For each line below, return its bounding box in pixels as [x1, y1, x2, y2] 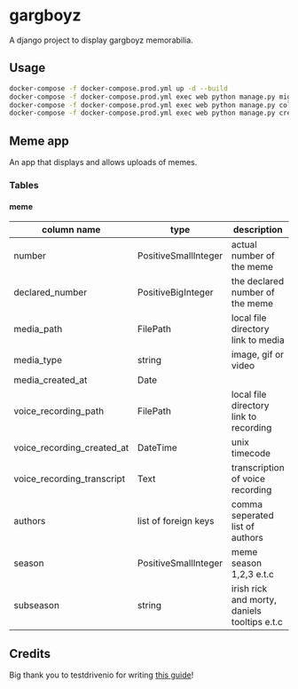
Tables [9, 178, 39, 191]
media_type [13, 354, 62, 367]
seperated [231, 510, 274, 522]
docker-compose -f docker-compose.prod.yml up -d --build [9, 83, 228, 93]
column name [41, 224, 101, 236]
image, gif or [231, 348, 284, 360]
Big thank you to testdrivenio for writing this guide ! [9, 669, 194, 680]
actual [231, 239, 257, 251]
